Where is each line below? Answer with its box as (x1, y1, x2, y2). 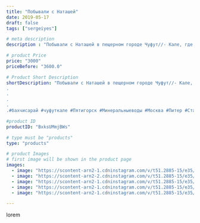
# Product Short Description (6, 74, 79, 80)
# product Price (6, 52, 46, 58)
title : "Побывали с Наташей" (6, 8, 79, 15)
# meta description (6, 36, 55, 42)
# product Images (6, 151, 49, 157)
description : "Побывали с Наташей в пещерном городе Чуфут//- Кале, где (6, 42, 193, 48)
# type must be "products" (6, 135, 73, 141)
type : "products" (6, 140, 49, 146)
